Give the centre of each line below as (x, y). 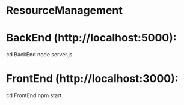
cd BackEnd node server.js (39, 55)
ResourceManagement (65, 10)
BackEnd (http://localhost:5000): (91, 38)
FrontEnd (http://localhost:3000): (92, 79)
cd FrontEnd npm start (34, 95)
